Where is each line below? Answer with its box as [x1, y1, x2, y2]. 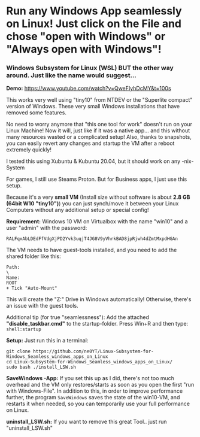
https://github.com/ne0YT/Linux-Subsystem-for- [32, 348, 154, 354]
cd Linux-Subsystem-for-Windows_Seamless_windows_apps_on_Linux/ [6, 359, 172, 365]
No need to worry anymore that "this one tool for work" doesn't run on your [6, 121, 193, 128]
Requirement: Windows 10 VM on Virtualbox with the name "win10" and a [6, 218, 188, 225]
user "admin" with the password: [6, 224, 87, 232]
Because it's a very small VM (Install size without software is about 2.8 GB [6, 193, 190, 201]
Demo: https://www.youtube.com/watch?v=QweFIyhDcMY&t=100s [6, 85, 172, 92]
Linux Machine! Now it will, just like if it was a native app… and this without [6, 127, 190, 134]
